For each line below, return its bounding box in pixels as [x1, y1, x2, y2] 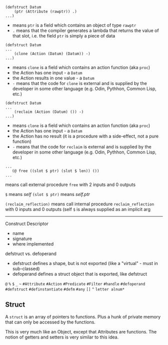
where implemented [12, 241, 54, 247]
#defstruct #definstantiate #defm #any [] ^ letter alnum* [5, 287, 125, 292]
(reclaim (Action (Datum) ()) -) [14, 109, 84, 114]
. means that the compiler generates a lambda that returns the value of [12, 27, 159, 33]
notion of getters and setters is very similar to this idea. [5, 334, 119, 340]
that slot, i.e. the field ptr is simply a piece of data [12, 33, 115, 38]
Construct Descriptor [5, 220, 49, 226]
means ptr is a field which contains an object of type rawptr [12, 22, 136, 28]
